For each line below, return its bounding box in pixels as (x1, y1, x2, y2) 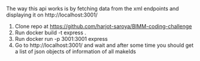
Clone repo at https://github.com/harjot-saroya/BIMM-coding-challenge (14, 23, 192, 30)
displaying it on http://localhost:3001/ (6, 11, 98, 18)
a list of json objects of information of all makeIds (14, 48, 136, 55)
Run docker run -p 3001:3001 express (14, 36, 108, 42)
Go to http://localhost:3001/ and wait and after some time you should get (14, 41, 194, 49)
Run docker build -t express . (14, 29, 87, 36)
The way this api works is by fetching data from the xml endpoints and (6, 5, 179, 12)
